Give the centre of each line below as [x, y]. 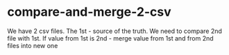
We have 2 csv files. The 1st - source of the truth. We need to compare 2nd [114, 31]
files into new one [33, 45]
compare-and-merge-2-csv [89, 12]
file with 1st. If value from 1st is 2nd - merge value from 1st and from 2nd [110, 38]
